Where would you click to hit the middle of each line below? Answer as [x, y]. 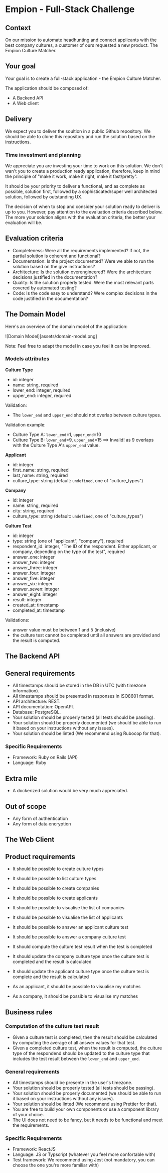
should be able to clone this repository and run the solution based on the [80, 136]
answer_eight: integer [35, 594]
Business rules [29, 1012]
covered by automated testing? [44, 288]
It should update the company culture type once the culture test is [81, 956]
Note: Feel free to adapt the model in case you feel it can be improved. [78, 346]
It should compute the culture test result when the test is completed [82, 947]
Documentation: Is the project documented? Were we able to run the [83, 261]
